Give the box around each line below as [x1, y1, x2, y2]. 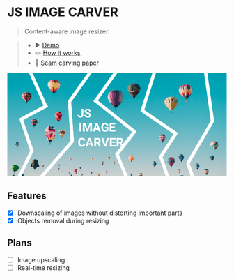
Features [7, 190, 47, 202]
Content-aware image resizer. [24, 27, 110, 36]
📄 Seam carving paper [34, 59, 100, 67]
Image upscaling [17, 255, 65, 264]
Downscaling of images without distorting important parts [17, 209, 183, 217]
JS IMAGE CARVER [7, 4, 118, 20]
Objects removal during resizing [17, 216, 109, 225]
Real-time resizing [17, 263, 70, 272]
